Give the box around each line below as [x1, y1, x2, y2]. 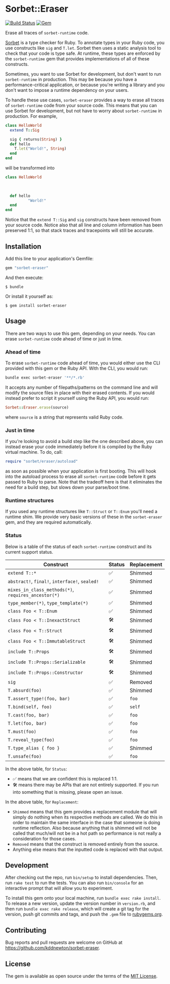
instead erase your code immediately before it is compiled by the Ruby [5, 444, 153, 450]
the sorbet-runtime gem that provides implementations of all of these [5, 55, 150, 61]
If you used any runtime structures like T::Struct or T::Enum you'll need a [5, 508, 158, 515]
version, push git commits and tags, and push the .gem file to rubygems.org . [5, 911, 163, 918]
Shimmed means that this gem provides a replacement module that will [12, 808, 157, 815]
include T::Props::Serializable [8, 659, 86, 665]
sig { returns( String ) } [10, 137, 62, 142]
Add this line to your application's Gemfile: [5, 256, 94, 261]
